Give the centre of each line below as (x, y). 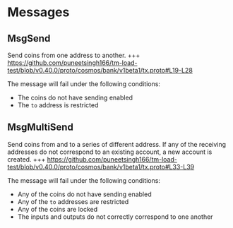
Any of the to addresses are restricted (73, 201)
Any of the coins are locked (58, 209)
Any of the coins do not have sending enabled (84, 194)
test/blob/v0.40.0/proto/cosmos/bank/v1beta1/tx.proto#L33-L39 (101, 167)
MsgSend (29, 38)
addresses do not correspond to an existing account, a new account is (110, 152)
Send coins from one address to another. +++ (74, 55)
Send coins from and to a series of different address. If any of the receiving (117, 144)
